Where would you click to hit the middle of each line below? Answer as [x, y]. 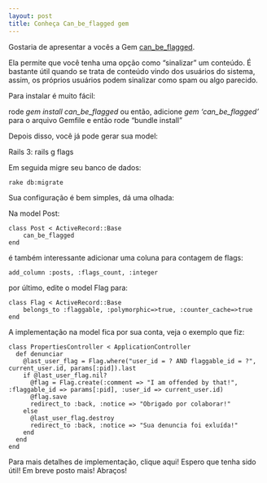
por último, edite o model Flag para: [68, 288]
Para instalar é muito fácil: [52, 95]
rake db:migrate [36, 182]
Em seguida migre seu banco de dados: [75, 167]
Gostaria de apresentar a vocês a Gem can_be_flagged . [102, 46]
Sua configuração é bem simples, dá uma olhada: [92, 197]
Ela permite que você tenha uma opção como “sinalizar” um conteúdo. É [130, 63]
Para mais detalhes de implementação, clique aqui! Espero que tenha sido [132, 462]
